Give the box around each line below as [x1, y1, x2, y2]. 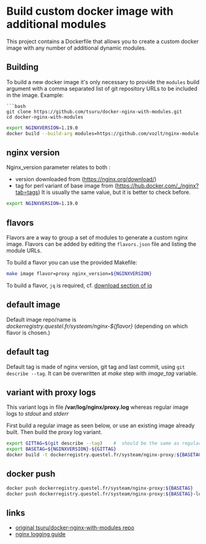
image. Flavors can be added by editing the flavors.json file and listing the [6, 241, 197, 247]
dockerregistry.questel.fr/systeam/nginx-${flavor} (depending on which [6, 322, 188, 330]
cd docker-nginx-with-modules [6, 114, 84, 120]
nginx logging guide [15, 530, 66, 538]
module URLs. [6, 247, 42, 254]
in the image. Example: [6, 91, 64, 99]
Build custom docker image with [6, 4, 174, 18]
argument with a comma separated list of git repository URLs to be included [6, 85, 198, 92]
